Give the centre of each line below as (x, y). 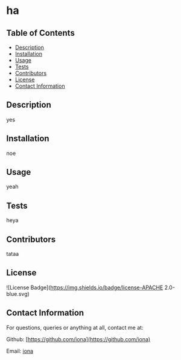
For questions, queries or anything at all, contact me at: (75, 327)
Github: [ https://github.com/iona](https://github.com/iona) (78, 339)
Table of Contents (41, 33)
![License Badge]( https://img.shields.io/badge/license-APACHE (85, 287)
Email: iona (20, 351)
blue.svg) (18, 293)
